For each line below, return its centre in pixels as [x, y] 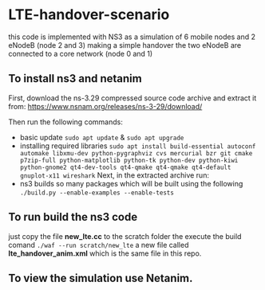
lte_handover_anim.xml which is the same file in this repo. [105, 253]
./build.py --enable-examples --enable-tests [97, 193]
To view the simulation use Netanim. [101, 278]
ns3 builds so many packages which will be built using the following [131, 183]
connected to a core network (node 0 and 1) [81, 53]
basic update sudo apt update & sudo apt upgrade [102, 137]
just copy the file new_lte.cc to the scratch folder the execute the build [125, 236]
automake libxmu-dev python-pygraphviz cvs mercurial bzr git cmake [136, 153]
